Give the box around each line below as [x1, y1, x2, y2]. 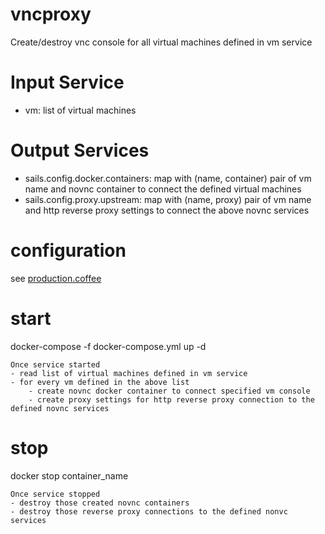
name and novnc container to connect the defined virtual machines [24, 183, 302, 195]
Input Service [10, 71, 125, 94]
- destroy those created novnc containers [10, 498, 190, 508]
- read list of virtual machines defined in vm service [10, 368, 248, 378]
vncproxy [10, 3, 92, 26]
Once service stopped [10, 489, 101, 499]
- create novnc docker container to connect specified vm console [28, 386, 311, 396]
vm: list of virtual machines [24, 104, 137, 116]
